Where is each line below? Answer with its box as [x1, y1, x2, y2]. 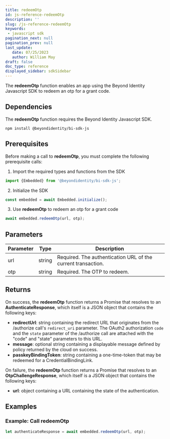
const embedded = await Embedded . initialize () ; [5, 197, 108, 202]
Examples [5, 403, 37, 411]
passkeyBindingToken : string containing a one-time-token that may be [12, 352, 161, 358]
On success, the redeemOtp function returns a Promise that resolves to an [5, 299, 161, 305]
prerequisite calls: [5, 158, 42, 165]
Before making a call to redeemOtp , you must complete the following [5, 153, 149, 159]
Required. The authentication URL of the [57, 254, 153, 261]
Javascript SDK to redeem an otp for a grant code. [5, 88, 110, 94]
